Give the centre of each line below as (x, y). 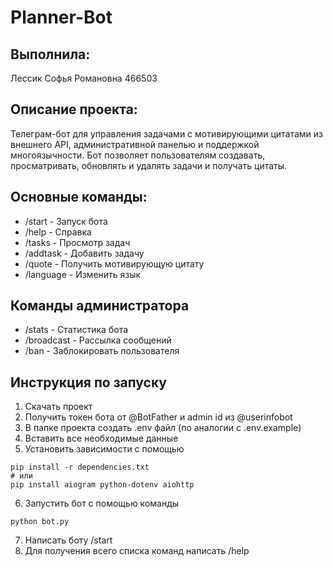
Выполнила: (50, 54)
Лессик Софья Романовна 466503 (84, 78)
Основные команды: (79, 197)
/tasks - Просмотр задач (77, 242)
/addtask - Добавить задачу (84, 253)
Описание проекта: (74, 109)
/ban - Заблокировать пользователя (102, 351)
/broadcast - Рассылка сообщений (98, 340)
